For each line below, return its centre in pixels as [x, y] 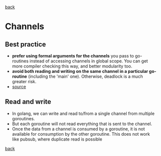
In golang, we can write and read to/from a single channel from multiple [83, 113]
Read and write [28, 102]
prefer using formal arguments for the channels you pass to [73, 56]
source [19, 87]
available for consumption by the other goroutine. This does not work [81, 134]
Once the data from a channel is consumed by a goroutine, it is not [78, 129]
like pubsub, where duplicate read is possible [57, 139]
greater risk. [24, 81]
